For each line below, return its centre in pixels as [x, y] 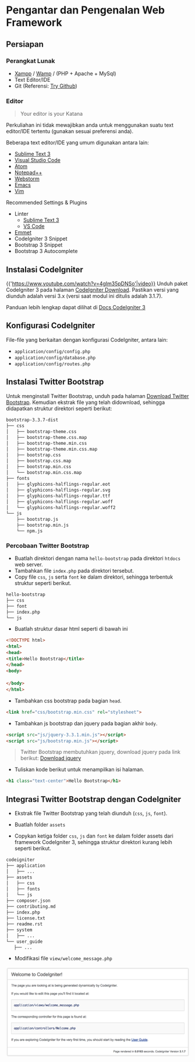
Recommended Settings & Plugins [47, 203]
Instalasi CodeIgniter [45, 269]
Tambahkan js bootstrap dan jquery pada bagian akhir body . [86, 723]
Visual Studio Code [38, 160]
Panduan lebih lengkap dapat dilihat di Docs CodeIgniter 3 [76, 307]
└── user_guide [24, 942]
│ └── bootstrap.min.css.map [44, 472]
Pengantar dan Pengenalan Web [86, 10]
